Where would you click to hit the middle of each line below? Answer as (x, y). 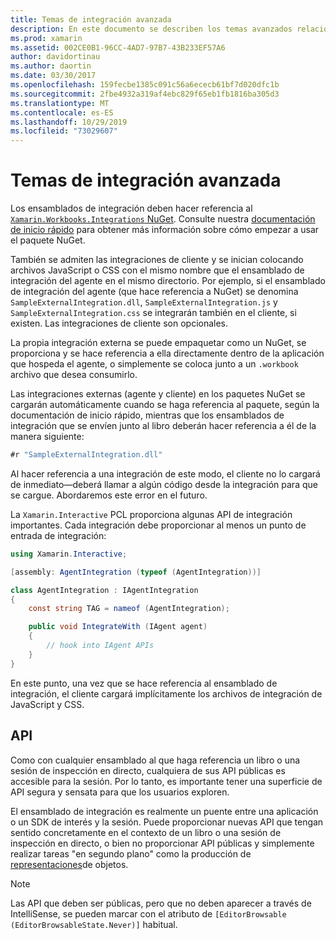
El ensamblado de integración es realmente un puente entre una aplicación (164, 811)
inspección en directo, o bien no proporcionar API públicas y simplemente (162, 843)
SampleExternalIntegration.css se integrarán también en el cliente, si (153, 313)
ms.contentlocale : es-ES (62, 112)
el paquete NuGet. (48, 240)
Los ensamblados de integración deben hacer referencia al (131, 208)
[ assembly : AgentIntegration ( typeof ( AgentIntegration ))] (136, 572)
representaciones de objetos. (69, 864)
